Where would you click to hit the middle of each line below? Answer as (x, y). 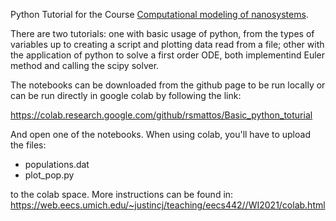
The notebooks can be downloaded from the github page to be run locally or (168, 85)
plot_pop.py (49, 175)
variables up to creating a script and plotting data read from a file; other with (167, 44)
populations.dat (57, 164)
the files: (28, 145)
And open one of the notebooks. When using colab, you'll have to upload (160, 134)
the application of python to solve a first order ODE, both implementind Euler (168, 55)
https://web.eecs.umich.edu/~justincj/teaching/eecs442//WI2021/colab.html (168, 205)
